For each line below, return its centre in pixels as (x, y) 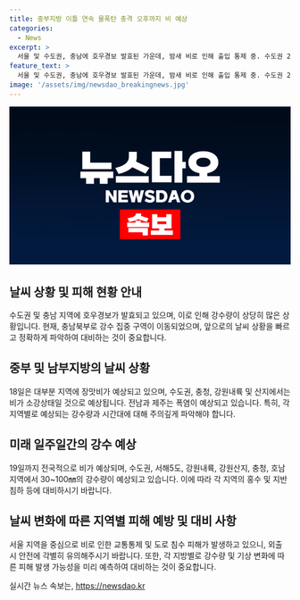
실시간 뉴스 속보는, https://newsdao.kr (77, 586)
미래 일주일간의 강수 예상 (73, 445)
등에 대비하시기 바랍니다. (69, 490)
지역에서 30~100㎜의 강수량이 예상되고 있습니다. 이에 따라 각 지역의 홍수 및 (140, 479)
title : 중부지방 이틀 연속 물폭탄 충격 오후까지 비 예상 (99, 19)
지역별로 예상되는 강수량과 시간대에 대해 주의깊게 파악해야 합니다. (123, 413)
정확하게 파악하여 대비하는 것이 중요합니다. (92, 337)
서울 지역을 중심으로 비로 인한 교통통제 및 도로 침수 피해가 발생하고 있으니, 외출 (146, 544)
